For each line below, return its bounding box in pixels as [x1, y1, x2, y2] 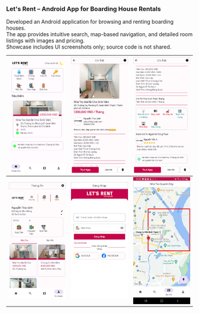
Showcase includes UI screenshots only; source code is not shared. [6, 43, 172, 50]
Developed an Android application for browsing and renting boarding [6, 18, 174, 25]
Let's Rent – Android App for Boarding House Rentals [6, 5, 161, 13]
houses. [6, 24, 25, 31]
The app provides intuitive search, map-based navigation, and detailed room [6, 31, 193, 38]
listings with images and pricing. [6, 37, 85, 44]
